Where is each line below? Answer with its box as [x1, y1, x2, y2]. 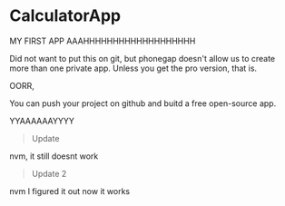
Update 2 [31, 168, 67, 179]
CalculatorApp [9, 5, 121, 26]
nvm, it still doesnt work [9, 151, 99, 162]
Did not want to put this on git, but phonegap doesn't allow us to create [9, 53, 276, 64]
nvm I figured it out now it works [9, 185, 130, 196]
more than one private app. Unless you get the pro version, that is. [9, 63, 257, 74]
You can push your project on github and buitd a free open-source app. [9, 97, 277, 109]
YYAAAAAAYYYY [9, 115, 74, 126]
